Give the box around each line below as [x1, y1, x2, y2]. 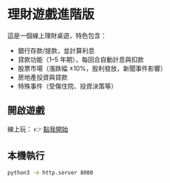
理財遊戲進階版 [7, 6, 95, 23]
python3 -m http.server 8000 [7, 169, 93, 176]
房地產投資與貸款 [17, 72, 68, 82]
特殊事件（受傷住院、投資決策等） [17, 82, 118, 90]
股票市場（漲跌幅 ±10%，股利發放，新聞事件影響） [17, 64, 167, 72]
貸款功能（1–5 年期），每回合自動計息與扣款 [17, 55, 144, 64]
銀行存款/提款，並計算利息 [17, 46, 95, 55]
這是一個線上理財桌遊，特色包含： [7, 31, 107, 40]
